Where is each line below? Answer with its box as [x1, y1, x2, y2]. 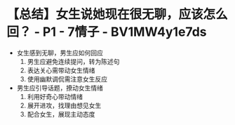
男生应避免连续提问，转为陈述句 [27, 57, 120, 65]
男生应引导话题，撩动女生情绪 [16, 84, 103, 92]
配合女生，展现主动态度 [27, 110, 95, 118]
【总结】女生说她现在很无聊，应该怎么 [6, 6, 229, 22]
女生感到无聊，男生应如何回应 [16, 48, 103, 57]
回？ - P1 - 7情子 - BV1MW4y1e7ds [6, 24, 208, 40]
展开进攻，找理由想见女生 [27, 101, 102, 110]
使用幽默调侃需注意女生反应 [27, 74, 108, 83]
